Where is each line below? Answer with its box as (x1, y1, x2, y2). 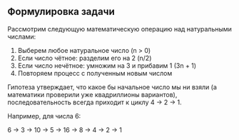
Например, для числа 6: (7, 111, 81, 120)
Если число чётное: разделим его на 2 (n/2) (17, 54, 152, 62)
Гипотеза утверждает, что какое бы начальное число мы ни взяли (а (7, 82, 218, 91)
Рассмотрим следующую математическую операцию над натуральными (7, 24, 232, 33)
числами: (7, 32, 36, 41)
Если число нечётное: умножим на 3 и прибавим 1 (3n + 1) (17, 61, 197, 70)
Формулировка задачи (7, 6, 116, 18)
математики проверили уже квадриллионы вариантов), (7, 90, 178, 99)
